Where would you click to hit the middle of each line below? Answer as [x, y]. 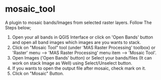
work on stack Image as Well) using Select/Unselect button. [72, 63]
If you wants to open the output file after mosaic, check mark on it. [79, 68]
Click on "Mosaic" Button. [38, 73]
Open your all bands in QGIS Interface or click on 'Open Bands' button [83, 37]
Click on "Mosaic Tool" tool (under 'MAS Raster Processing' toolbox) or [84, 47]
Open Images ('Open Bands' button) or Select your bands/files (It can [82, 58]
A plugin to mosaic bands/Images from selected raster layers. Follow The [79, 22]
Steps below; [18, 27]
